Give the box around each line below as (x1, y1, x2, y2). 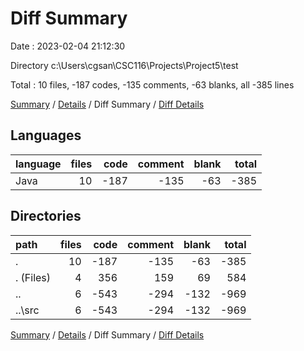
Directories (10, 208, 82, 225)
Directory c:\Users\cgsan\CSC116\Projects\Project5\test (10, 59, 239, 71)
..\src (15, 303, 40, 317)
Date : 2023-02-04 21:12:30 (10, 40, 126, 52)
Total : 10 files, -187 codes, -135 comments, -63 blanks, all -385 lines (10, 78, 295, 91)
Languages (10, 127, 82, 144)
